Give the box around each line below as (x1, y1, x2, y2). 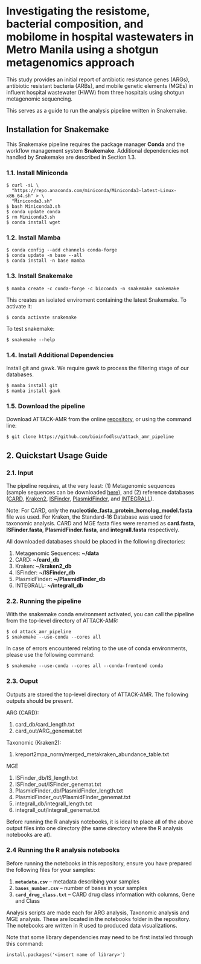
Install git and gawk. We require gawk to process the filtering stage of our (6, 364, 189, 371)
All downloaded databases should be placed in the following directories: (6, 537, 186, 545)
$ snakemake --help (6, 336, 56, 343)
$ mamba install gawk (6, 388, 61, 394)
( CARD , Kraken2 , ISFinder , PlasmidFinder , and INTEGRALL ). (6, 495, 155, 502)
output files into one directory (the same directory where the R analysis (6, 824, 183, 831)
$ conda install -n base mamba (6, 258, 85, 264)
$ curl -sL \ (6, 182, 39, 188)
